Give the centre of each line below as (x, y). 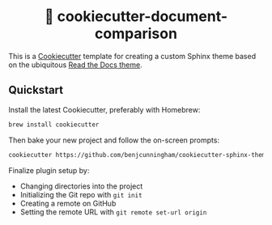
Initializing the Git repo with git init (81, 194)
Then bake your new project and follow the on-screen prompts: (114, 140)
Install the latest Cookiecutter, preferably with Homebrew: (104, 109)
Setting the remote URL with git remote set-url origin (113, 212)
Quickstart (36, 90)
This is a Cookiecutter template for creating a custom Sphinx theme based (132, 56)
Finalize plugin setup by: (49, 170)
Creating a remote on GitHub (68, 203)
